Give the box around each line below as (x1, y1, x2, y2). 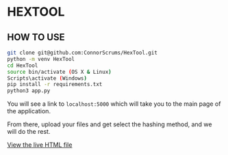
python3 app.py (7, 87, 51, 94)
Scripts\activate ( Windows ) (7, 74, 88, 82)
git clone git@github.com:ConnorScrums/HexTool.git (7, 49, 157, 56)
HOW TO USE (7, 31, 65, 43)
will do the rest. (7, 128, 51, 136)
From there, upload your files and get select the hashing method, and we (7, 120, 212, 128)
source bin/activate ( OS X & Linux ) (7, 68, 112, 75)
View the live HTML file (7, 141, 73, 149)
